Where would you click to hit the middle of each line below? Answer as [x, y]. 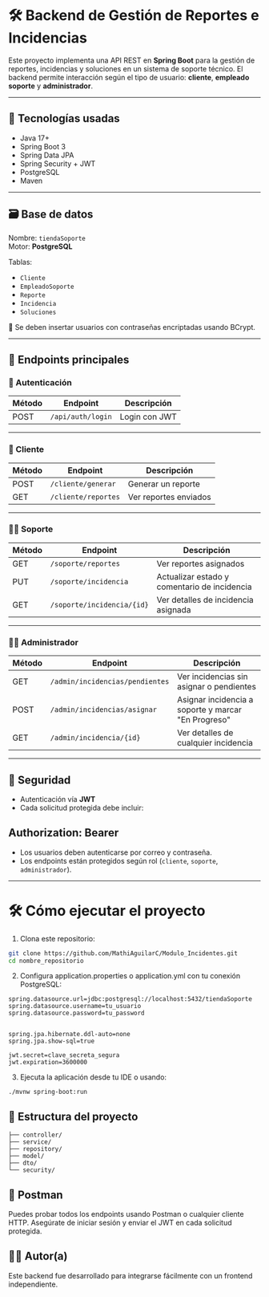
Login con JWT [149, 417]
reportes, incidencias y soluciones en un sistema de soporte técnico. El [126, 68]
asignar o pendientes [217, 687]
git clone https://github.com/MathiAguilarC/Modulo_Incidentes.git [123, 953]
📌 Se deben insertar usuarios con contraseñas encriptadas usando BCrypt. [132, 327]
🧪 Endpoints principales [69, 359]
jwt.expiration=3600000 [48, 1063]
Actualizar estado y [193, 576]
